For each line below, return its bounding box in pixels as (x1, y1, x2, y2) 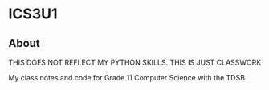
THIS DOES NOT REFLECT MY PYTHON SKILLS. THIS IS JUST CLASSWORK (8, 57, 262, 67)
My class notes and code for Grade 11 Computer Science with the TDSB (8, 73, 246, 82)
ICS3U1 (8, 5, 58, 23)
